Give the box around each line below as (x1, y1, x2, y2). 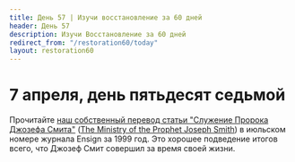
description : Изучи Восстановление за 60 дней (9, 30, 187, 38)
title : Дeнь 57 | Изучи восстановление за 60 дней (9, 13, 203, 22)
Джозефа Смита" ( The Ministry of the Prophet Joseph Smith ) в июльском (9, 124, 287, 135)
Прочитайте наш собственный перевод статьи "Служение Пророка (9, 115, 269, 125)
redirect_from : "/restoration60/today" (9, 38, 159, 47)
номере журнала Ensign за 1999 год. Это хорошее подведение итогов (9, 133, 278, 144)
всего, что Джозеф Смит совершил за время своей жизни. (9, 143, 236, 154)
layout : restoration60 (9, 47, 94, 55)
